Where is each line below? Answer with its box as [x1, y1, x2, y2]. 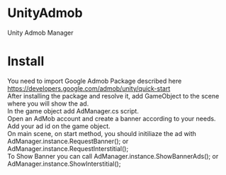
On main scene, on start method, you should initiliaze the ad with [7, 129, 197, 137]
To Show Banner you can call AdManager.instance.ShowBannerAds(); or [7, 152, 219, 160]
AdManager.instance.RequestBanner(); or [7, 137, 129, 145]
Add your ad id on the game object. [7, 122, 111, 130]
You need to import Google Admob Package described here [7, 77, 182, 85]
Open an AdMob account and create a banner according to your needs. [7, 114, 216, 123]
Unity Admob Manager [7, 28, 74, 37]
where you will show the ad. [7, 99, 89, 108]
